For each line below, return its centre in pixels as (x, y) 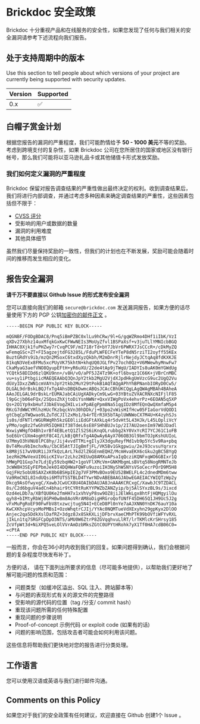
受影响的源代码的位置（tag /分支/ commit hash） (74, 602)
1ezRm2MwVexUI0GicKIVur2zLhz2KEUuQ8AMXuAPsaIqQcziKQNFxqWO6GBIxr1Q (92, 457)
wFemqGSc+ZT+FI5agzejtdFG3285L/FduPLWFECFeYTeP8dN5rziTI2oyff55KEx (92, 352)
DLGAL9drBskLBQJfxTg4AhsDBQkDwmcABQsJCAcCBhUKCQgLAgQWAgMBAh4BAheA (92, 389)
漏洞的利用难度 (33, 231)
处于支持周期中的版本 (45, 58)
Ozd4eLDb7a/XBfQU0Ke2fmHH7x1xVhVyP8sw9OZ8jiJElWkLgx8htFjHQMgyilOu (92, 493)
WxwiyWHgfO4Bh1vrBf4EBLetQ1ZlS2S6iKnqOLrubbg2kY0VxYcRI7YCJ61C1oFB (92, 431)
